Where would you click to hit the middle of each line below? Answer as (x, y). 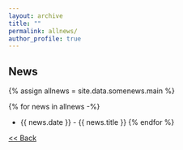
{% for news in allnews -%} (54, 107)
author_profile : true (45, 39)
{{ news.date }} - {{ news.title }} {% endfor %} (97, 122)
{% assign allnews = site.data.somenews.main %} (92, 91)
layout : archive (36, 16)
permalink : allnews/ (43, 31)
